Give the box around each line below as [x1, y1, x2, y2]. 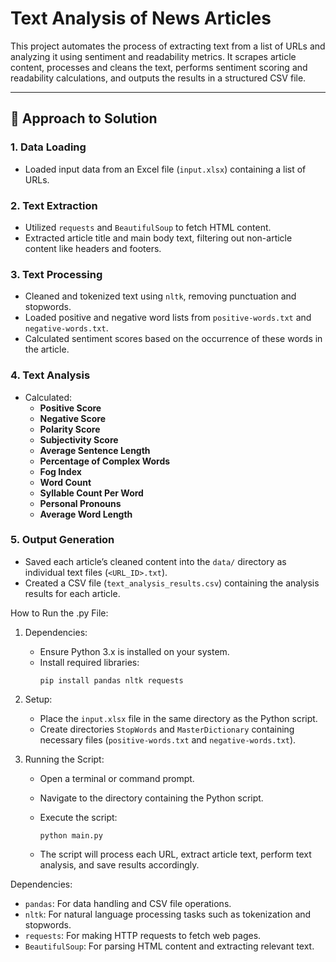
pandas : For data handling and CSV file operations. [24, 897, 232, 909]
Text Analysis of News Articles [10, 7, 272, 30]
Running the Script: [24, 753, 105, 765]
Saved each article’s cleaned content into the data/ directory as [24, 555, 287, 567]
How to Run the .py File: [10, 607, 109, 619]
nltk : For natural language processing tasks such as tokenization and [24, 908, 312, 920]
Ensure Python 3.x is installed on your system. [39, 645, 230, 657]
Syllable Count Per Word [39, 487, 144, 499]
